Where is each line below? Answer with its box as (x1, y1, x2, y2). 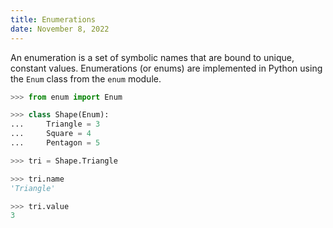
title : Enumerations (10, 14, 97, 25)
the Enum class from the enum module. (10, 72, 162, 85)
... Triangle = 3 (10, 119, 101, 130)
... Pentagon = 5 (10, 138, 101, 148)
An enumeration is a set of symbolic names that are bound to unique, (10, 51, 295, 63)
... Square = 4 (10, 129, 92, 139)
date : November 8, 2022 (10, 24, 110, 34)
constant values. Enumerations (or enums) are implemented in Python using (10, 62, 323, 74)
